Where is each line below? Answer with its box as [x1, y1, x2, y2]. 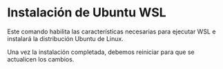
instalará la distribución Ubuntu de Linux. [7, 34, 124, 42]
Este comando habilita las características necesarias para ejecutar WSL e [7, 27, 216, 36]
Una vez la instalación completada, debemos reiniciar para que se [7, 48, 195, 56]
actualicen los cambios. [7, 55, 75, 63]
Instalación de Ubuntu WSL [7, 5, 167, 20]
